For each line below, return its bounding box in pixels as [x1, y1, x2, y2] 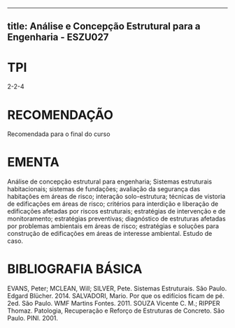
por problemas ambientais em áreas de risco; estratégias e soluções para [7, 222, 219, 230]
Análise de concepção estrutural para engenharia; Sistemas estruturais [7, 177, 212, 186]
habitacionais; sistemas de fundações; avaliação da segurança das [7, 185, 201, 193]
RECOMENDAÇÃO [7, 107, 114, 123]
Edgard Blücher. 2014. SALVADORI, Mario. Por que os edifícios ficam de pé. [7, 292, 225, 300]
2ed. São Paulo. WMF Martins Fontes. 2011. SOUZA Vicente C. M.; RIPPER [7, 299, 220, 308]
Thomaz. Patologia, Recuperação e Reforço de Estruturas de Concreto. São [7, 306, 225, 315]
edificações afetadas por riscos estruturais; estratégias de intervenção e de [7, 207, 226, 216]
